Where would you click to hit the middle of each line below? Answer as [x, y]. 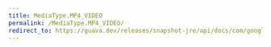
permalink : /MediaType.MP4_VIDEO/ [67, 23]
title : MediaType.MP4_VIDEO [56, 16]
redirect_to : [30, 30]
